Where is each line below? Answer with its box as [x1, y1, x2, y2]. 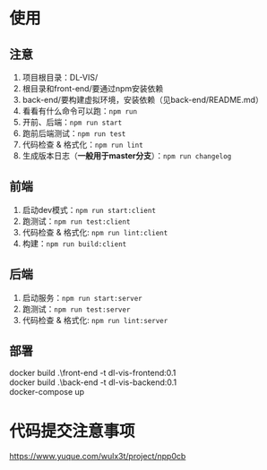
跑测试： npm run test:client [22, 216, 131, 226]
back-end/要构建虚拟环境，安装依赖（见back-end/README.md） [22, 95, 264, 105]
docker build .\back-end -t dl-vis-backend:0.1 [9, 377, 177, 388]
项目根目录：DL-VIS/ [22, 73, 99, 82]
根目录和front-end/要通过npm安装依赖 [22, 83, 164, 94]
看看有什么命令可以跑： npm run [22, 106, 137, 116]
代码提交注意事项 [9, 421, 136, 441]
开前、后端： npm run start [22, 117, 123, 127]
